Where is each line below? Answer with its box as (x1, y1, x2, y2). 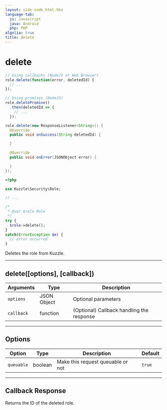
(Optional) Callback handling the (73, 307, 149, 314)
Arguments (7, 284, 35, 291)
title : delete (5, 35, 35, 40)
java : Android (9, 21, 39, 26)
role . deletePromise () (5, 100, 50, 105)
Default (141, 350, 160, 357)
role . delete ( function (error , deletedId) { (5, 78, 94, 82)
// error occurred (9, 237, 48, 242)
